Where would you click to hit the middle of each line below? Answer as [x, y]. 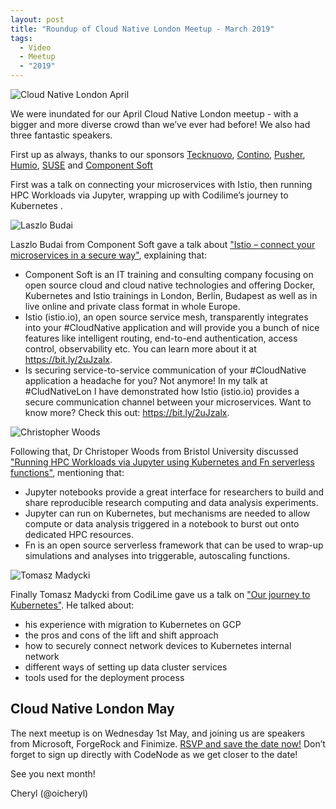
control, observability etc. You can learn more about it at [140, 349]
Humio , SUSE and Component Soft [81, 165]
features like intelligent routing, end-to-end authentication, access [161, 338]
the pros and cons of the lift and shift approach [121, 635]
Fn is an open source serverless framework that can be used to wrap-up [174, 545]
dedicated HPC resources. [79, 534]
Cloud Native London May [92, 709]
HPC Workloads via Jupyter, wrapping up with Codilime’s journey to [149, 195]
